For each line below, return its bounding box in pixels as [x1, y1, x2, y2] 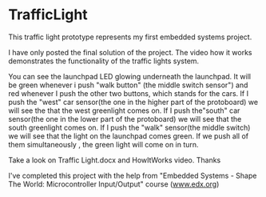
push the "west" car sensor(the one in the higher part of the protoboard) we [8, 97, 258, 107]
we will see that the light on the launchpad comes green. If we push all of [8, 131, 249, 141]
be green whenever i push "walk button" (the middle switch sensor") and [8, 80, 248, 90]
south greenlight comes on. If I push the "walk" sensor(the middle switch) [8, 123, 251, 132]
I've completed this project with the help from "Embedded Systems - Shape [8, 171, 257, 180]
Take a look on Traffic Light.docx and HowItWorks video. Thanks [8, 155, 221, 165]
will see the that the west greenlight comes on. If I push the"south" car [8, 106, 240, 115]
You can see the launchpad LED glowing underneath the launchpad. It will [8, 71, 252, 81]
